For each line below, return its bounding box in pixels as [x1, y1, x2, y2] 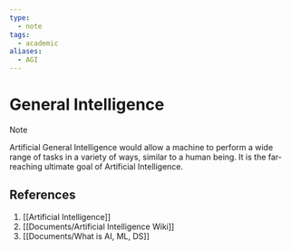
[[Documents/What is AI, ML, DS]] [22, 230, 150, 241]
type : [9, 13, 30, 23]
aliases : [9, 47, 43, 56]
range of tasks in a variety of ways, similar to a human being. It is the [9, 151, 267, 162]
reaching [9, 160, 43, 172]
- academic [17, 38, 59, 48]
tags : [9, 30, 30, 39]
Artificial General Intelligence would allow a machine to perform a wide [9, 141, 274, 152]
